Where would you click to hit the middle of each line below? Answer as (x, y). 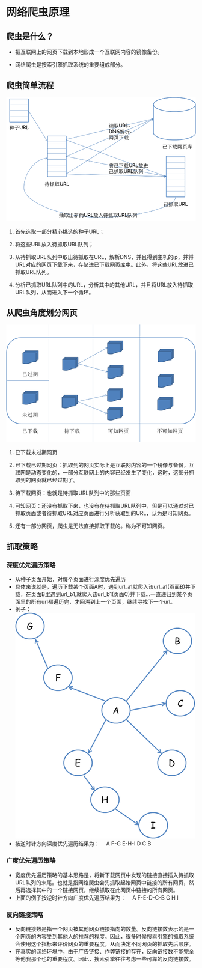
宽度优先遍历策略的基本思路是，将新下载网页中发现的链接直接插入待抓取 (104, 875)
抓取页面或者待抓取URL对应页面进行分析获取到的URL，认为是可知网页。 (104, 513)
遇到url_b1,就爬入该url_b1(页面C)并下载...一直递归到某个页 (121, 594)
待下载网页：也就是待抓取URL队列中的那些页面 (73, 493)
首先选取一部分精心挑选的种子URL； (60, 231)
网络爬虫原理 (38, 12)
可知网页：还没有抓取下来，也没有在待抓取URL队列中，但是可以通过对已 (104, 505)
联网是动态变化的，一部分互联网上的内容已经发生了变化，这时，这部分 (102, 472)
